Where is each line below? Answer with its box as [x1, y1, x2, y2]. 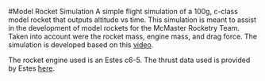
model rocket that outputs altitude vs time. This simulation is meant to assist [8, 15, 256, 24]
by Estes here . [8, 64, 56, 73]
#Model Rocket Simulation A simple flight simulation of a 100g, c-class [8, 7, 238, 16]
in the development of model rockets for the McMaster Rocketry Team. [8, 24, 240, 32]
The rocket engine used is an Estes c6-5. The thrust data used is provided [8, 55, 251, 64]
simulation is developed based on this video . [8, 40, 154, 50]
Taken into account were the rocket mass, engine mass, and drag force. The [8, 31, 258, 41]
